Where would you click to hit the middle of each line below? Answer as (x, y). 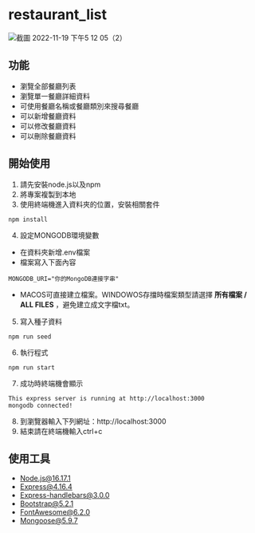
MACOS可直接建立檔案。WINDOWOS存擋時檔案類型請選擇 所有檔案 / (133, 294)
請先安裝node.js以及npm (60, 184)
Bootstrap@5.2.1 (47, 503)
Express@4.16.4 (46, 487)
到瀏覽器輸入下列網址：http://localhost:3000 (93, 421)
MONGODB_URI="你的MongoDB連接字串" (64, 278)
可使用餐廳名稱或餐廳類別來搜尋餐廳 (79, 106)
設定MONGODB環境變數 (59, 235)
